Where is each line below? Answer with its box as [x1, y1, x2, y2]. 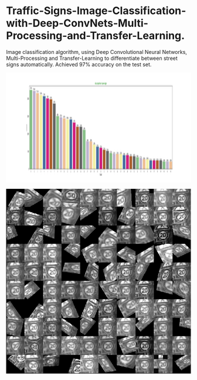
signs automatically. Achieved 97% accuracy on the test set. [6, 60, 152, 68]
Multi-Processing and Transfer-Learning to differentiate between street [6, 55, 178, 62]
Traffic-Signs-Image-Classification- [6, 4, 186, 18]
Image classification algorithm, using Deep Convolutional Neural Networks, [6, 48, 188, 55]
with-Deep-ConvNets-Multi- [6, 16, 148, 30]
